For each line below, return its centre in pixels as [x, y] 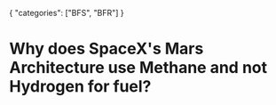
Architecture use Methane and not [138, 68]
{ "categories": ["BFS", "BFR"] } [67, 13]
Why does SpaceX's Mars [106, 49]
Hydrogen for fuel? [80, 87]
